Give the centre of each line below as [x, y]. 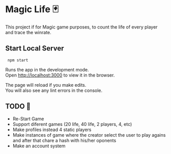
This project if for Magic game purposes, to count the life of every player [81, 27]
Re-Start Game [28, 119]
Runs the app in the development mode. [47, 69]
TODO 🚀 [18, 106]
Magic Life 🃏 [32, 9]
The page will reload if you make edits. [46, 85]
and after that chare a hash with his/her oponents [64, 140]
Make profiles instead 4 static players [52, 130]
